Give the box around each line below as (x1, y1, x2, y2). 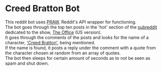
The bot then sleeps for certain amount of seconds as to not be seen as (5, 55, 151, 61)
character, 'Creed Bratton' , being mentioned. (5, 39, 96, 45)
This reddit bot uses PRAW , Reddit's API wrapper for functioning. (5, 19, 137, 25)
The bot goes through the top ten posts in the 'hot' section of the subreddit (5, 24, 158, 30)
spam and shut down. (5, 60, 49, 66)
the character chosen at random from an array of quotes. (5, 50, 121, 56)
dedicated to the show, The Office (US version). (5, 29, 102, 35)
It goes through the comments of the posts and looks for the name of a (5, 35, 149, 40)
